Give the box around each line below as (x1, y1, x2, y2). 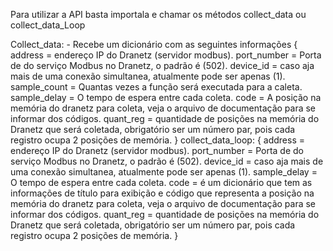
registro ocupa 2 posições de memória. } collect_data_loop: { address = (10, 134, 306, 146)
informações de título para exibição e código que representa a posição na (10, 187, 315, 199)
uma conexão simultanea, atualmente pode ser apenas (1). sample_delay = (10, 166, 318, 178)
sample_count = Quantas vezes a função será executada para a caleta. (10, 81, 303, 93)
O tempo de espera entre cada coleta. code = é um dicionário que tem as (10, 177, 313, 188)
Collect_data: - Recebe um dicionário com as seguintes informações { (10, 39, 298, 50)
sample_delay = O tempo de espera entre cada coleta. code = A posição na (10, 92, 322, 103)
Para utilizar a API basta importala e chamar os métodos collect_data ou (10, 9, 307, 20)
